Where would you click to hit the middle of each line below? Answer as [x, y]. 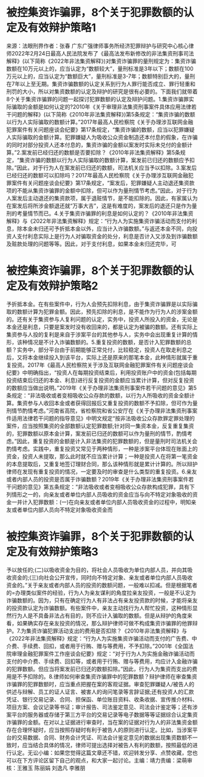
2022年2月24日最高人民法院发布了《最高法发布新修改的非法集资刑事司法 [103, 53]
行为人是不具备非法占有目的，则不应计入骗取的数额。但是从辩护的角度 [99, 616]
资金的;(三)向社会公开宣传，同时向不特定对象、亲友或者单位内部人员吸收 [102, 577]
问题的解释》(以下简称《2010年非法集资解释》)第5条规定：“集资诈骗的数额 [103, 114]
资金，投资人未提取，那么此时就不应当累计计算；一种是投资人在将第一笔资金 [102, 456]
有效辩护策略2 [63, 286]
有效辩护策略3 [63, 552]
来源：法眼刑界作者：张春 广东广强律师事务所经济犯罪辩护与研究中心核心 [97, 46]
